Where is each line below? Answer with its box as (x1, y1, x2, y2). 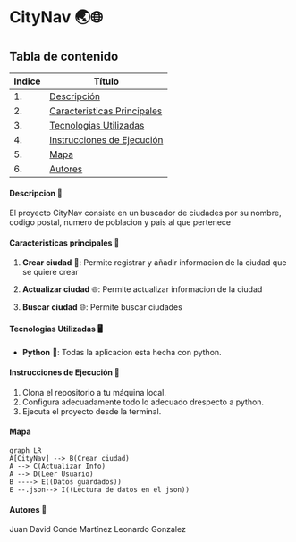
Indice (13, 75, 41, 88)
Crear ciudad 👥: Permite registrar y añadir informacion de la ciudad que (21, 257, 287, 268)
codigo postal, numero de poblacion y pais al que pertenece (9, 217, 231, 228)
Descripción (48, 90, 101, 103)
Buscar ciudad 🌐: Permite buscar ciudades (21, 302, 183, 313)
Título (93, 75, 119, 88)
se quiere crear (21, 267, 79, 278)
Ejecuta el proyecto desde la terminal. (21, 405, 162, 416)
